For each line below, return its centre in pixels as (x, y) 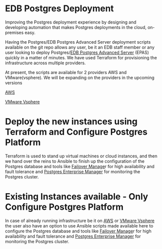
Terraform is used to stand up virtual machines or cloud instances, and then (81, 156)
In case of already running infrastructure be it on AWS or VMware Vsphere (80, 221)
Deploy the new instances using (71, 122)
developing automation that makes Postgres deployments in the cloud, (76, 27)
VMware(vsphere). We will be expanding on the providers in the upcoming (80, 77)
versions (14, 83)
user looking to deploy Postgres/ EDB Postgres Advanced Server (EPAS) (77, 52)
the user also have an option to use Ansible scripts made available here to (79, 225)
